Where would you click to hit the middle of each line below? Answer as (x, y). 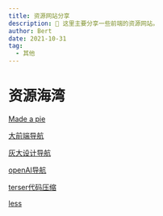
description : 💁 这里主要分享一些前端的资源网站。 (84, 23)
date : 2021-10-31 (38, 38)
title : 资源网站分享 (39, 16)
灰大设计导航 (29, 152)
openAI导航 (27, 170)
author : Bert (30, 31)
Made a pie (27, 119)
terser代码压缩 (32, 187)
